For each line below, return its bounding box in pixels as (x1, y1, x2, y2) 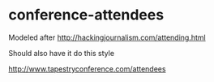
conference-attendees (8, 6, 165, 24)
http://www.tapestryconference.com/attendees (8, 63, 166, 74)
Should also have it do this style (8, 48, 115, 58)
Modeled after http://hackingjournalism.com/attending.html (8, 32, 206, 42)
